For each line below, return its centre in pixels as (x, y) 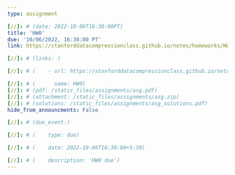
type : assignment (33, 14)
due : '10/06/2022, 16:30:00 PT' (54, 39)
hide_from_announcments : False (53, 110)
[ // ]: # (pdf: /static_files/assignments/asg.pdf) (83, 90)
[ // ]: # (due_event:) (39, 122)
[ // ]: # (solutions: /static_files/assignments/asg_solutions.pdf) (108, 103)
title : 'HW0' (26, 33)
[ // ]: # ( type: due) (43, 135)
